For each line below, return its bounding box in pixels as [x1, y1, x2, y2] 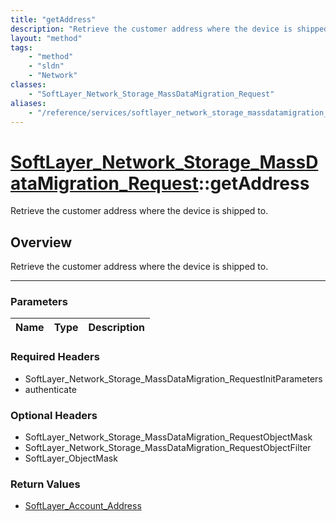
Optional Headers [10, 408, 98, 422]
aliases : [10, 98, 47, 108]
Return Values [10, 477, 81, 491]
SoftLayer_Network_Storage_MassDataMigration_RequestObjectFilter [24, 442, 312, 454]
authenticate [24, 383, 77, 395]
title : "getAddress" [10, 14, 97, 25]
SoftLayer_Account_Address [24, 500, 142, 512]
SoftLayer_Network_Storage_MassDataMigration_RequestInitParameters [24, 372, 323, 385]
